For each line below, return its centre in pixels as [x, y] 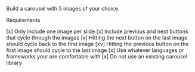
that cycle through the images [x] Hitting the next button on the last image [97, 37]
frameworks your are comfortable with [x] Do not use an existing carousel [97, 56]
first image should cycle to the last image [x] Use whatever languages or [95, 50]
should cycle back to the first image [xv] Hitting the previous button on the [97, 44]
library [14, 63]
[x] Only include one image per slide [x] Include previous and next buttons [97, 31]
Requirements [23, 20]
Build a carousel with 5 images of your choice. [63, 9]
